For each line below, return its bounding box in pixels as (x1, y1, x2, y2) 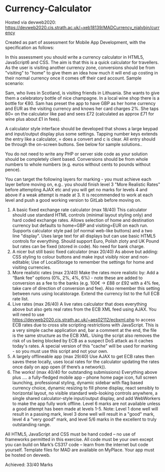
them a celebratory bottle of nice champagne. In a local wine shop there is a (5, 95, 160, 101)
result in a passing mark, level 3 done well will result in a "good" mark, (12, 411, 155, 417)
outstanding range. (12, 421, 51, 427)
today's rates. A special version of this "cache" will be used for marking (12, 343, 158, 349)
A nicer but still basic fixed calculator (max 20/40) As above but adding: (12, 249, 159, 254)
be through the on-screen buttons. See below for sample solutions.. (5, 141, 143, 147)
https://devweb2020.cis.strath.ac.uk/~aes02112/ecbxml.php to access (12, 317, 156, 323)
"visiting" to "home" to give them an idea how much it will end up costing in (5, 70, 159, 75)
